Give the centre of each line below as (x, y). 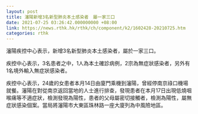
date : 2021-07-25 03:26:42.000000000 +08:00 (62, 22)
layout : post (22, 11)
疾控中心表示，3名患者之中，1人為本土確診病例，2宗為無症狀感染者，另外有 (98, 63)
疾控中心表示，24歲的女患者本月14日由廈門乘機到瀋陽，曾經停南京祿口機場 (97, 83)
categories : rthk (27, 33)
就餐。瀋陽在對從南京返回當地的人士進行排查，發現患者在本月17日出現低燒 (96, 90)
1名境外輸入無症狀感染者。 (38, 71)
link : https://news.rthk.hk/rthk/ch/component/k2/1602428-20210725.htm (96, 28)
